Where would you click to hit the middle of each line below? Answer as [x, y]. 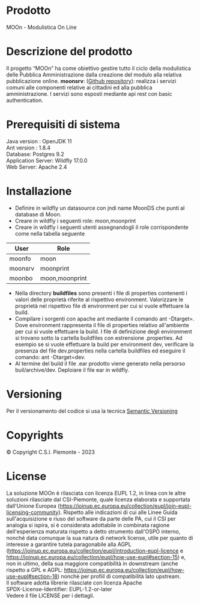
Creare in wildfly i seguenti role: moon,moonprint [75, 221]
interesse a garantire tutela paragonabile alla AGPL [69, 544]
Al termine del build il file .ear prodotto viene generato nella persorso [100, 363]
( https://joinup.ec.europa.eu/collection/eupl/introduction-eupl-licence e [95, 550]
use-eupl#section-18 [32, 576]
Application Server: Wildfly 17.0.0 [47, 160]
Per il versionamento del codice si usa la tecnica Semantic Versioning [92, 411]
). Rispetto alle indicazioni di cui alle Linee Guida [118, 512]
